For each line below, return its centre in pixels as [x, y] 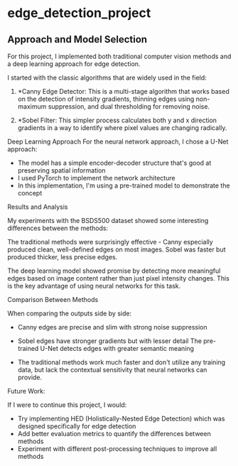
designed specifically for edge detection [77, 426]
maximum [32, 107]
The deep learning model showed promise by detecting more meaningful [114, 271]
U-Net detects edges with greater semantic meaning [117, 348]
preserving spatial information [61, 170]
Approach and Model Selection [77, 39]
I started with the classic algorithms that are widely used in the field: [107, 77]
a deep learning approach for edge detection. [74, 64]
